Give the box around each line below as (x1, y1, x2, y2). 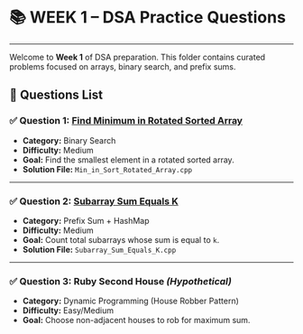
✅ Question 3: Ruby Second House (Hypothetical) (9, 274, 233, 287)
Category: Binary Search (22, 135, 116, 145)
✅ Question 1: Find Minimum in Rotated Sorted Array (9, 115, 243, 127)
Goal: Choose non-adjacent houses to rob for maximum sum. (22, 315, 251, 326)
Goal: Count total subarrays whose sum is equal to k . (22, 234, 220, 245)
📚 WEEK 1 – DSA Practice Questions (9, 7, 287, 28)
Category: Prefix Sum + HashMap (22, 215, 150, 226)
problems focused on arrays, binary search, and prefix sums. (9, 60, 236, 72)
